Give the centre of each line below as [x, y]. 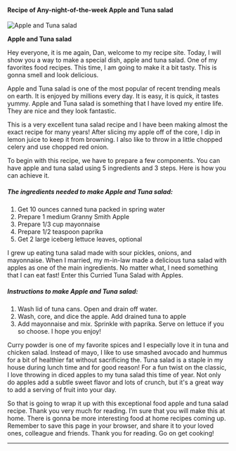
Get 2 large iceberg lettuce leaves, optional [80, 240]
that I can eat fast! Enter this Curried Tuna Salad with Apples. [96, 275]
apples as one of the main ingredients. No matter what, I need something [113, 268]
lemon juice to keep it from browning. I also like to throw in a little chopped [115, 140]
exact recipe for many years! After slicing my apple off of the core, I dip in [114, 132]
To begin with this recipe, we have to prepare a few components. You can [114, 161]
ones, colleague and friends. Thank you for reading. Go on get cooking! [111, 433]
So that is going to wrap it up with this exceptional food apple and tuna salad [118, 403]
